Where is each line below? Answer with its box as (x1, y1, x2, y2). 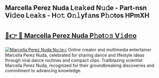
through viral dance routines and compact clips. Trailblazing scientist (5, 58, 143, 63)
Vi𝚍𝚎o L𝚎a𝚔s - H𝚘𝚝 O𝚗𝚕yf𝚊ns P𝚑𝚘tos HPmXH (5, 12, 149, 20)
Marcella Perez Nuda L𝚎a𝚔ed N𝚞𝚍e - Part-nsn (5, 4, 147, 12)
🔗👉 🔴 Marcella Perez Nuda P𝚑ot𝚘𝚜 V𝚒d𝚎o (5, 31, 137, 40)
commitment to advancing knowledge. (5, 68, 81, 73)
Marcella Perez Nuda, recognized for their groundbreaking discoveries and (5, 62, 155, 68)
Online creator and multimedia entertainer (67, 47, 152, 52)
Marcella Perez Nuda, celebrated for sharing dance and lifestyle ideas (5, 52, 144, 58)
